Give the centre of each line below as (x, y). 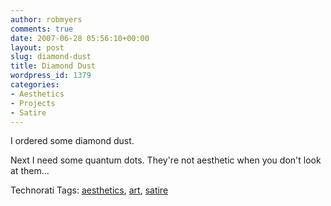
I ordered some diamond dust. (72, 141)
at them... (30, 171)
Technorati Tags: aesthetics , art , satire (89, 190)
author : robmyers (46, 19)
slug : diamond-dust (51, 57)
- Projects (33, 103)
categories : (35, 85)
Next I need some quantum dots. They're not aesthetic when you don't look (166, 160)
